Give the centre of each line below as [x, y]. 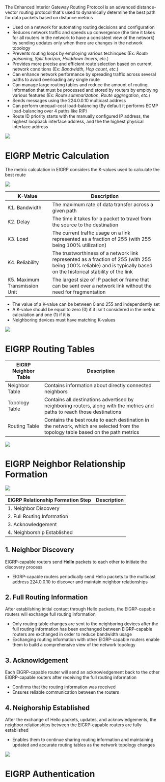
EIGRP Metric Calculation [57, 156]
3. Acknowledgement [32, 524]
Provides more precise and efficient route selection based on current [82, 64]
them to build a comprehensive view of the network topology [74, 645]
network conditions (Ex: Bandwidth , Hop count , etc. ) [65, 69]
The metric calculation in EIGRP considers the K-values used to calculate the [82, 169]
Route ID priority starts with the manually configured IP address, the [81, 116]
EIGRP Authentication [50, 774]
